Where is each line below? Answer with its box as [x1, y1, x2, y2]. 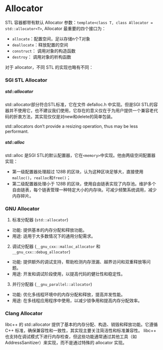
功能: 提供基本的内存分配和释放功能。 [12, 227, 87, 233]
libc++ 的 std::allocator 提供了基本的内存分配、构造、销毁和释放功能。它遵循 [5, 321, 158, 327]
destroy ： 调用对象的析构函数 [12, 54, 71, 60]
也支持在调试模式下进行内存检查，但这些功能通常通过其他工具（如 [5, 334, 137, 339]
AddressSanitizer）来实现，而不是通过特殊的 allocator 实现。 [5, 340, 127, 346]
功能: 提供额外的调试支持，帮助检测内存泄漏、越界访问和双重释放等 [12, 259, 147, 265]
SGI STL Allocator [5, 76, 48, 83]
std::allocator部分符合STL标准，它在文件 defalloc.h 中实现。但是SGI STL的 [5, 101, 154, 107]
